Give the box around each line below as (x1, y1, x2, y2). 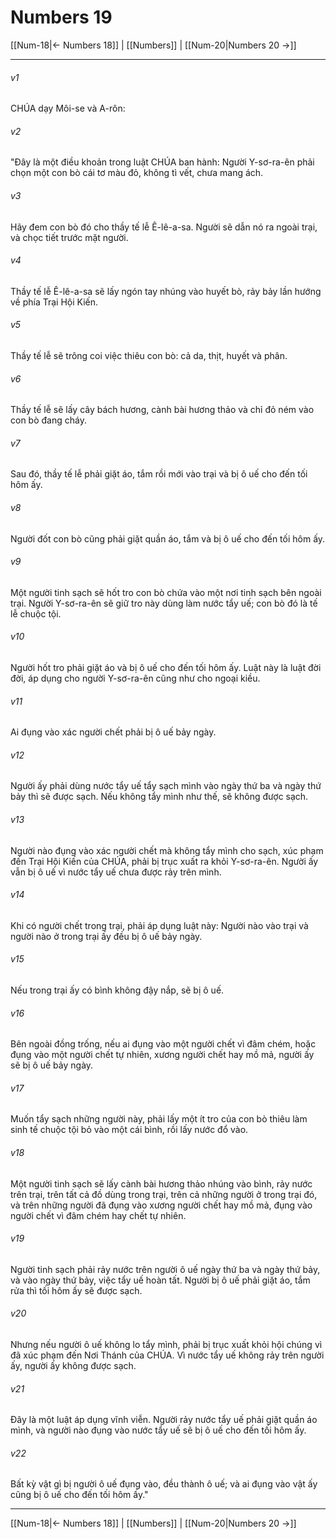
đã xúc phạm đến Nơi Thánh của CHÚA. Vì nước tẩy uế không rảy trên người (10, 1349, 325, 1361)
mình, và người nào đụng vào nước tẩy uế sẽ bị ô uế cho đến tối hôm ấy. (10, 1424, 307, 1436)
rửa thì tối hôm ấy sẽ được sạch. (10, 1284, 143, 1296)
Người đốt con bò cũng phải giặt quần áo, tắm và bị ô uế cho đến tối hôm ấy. (10, 532, 326, 545)
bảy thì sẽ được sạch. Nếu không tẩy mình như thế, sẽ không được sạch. (10, 791, 309, 803)
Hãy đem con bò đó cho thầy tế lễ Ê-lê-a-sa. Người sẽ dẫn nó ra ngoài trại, (10, 221, 318, 233)
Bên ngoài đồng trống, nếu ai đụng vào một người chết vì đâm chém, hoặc (10, 1038, 317, 1050)
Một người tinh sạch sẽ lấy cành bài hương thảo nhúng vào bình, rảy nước (10, 1177, 313, 1190)
